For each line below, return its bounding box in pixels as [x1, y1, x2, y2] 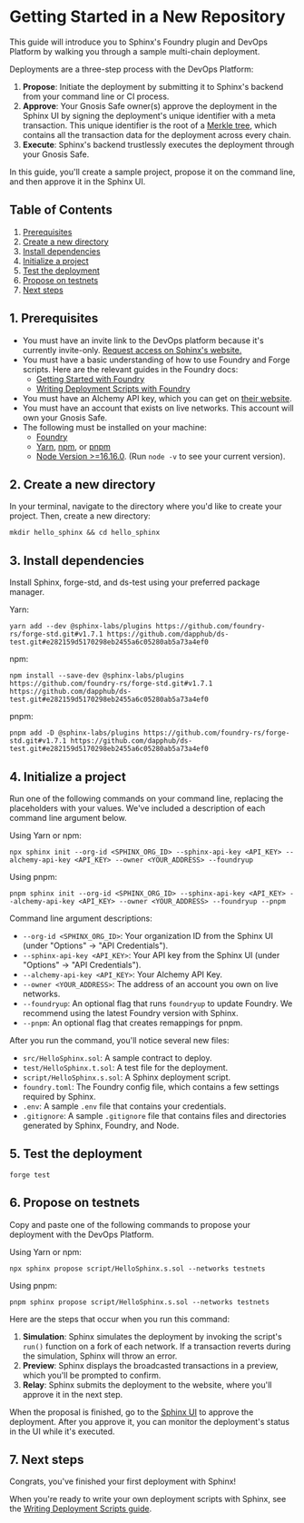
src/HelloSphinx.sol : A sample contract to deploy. [22, 1053, 212, 1063]
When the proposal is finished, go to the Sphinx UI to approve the [9, 1406, 254, 1418]
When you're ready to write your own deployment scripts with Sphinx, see [9, 1494, 287, 1505]
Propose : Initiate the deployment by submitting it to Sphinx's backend [22, 81, 284, 92]
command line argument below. [9, 813, 127, 823]
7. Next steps [9, 1452, 84, 1468]
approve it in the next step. [22, 1389, 123, 1399]
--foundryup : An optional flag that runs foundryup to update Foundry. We [22, 998, 293, 1009]
